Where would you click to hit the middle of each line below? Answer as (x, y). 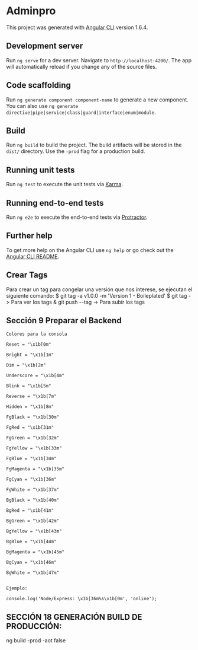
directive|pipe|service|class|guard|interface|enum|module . (81, 112)
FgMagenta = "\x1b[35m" (35, 469)
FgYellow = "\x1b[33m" (34, 448)
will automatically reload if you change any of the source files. (82, 66)
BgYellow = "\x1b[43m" (34, 531)
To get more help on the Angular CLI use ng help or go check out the (90, 250)
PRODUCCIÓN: (34, 626)
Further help (30, 236)
